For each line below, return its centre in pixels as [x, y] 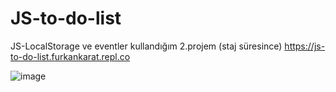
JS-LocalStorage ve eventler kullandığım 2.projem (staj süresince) [146, 46]
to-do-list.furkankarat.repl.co [70, 56]
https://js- [305, 46]
